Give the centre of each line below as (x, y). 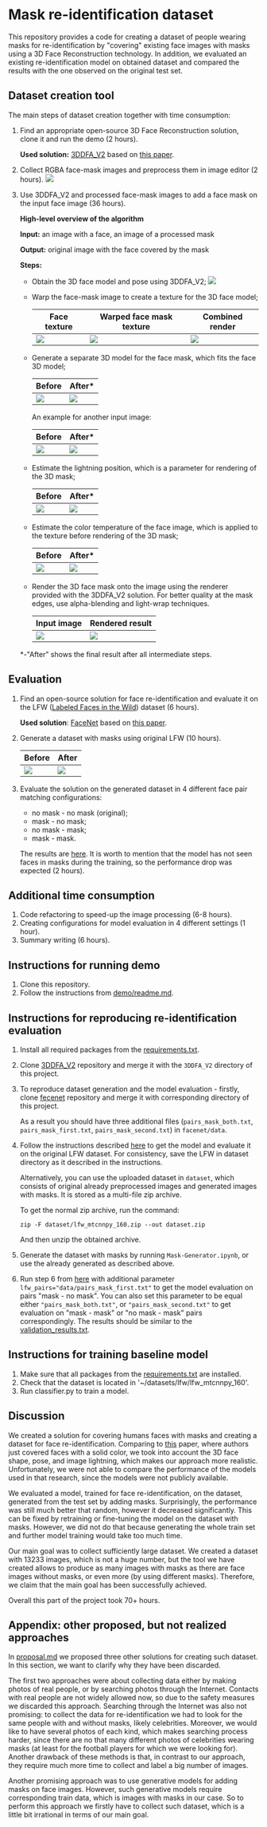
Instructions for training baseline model (108, 1354)
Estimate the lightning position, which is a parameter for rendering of (144, 467)
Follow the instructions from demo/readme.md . (97, 993)
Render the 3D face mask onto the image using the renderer (130, 586)
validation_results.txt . (54, 1330)
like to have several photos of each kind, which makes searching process (128, 1731)
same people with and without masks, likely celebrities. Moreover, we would (133, 1723)
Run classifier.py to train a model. (74, 1391)
